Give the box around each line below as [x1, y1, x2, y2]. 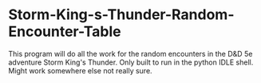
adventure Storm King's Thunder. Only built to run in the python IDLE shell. [8, 57, 254, 67]
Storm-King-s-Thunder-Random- [8, 6, 235, 24]
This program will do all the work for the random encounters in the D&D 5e [8, 49, 253, 58]
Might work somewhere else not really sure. [8, 65, 153, 75]
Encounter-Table [8, 22, 121, 41]
